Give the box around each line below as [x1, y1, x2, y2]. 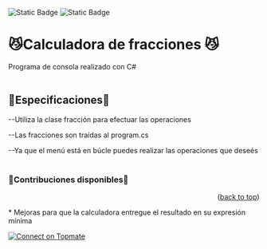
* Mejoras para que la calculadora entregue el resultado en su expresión [8, 207, 245, 217]
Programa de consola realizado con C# [8, 61, 137, 71]
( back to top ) [217, 192, 260, 202]
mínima [8, 216, 33, 226]
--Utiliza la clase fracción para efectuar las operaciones [8, 114, 191, 124]
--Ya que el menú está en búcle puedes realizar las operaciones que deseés [8, 145, 259, 155]
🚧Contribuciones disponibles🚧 [8, 174, 129, 185]
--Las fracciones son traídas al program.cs [8, 130, 149, 140]
